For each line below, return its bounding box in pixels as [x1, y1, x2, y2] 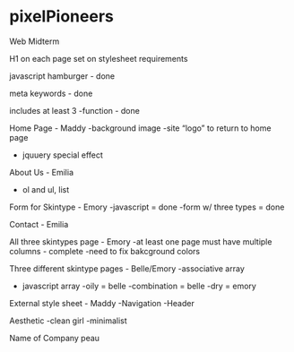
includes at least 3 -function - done [9, 105, 141, 116]
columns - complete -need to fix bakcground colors [9, 245, 200, 256]
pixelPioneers [9, 6, 114, 27]
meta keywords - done [9, 88, 93, 99]
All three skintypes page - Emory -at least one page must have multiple [9, 236, 272, 247]
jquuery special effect [22, 150, 103, 160]
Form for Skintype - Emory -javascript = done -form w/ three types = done [9, 202, 285, 212]
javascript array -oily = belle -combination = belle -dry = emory [22, 280, 257, 291]
